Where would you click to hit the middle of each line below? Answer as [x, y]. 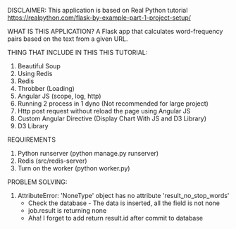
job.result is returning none [67, 210]
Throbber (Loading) [46, 88]
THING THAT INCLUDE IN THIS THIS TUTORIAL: [77, 52]
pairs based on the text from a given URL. [68, 39]
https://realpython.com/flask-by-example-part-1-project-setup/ [99, 18]
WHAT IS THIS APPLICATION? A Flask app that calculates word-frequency [115, 31]
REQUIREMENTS [32, 140]
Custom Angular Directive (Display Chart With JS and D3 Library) [112, 118]
